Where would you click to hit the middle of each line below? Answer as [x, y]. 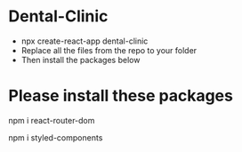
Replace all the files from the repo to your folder [109, 50]
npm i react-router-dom [52, 120]
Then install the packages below [81, 60]
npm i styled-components [56, 137]
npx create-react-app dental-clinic [85, 41]
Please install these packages [121, 96]
